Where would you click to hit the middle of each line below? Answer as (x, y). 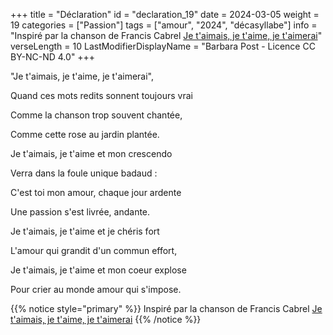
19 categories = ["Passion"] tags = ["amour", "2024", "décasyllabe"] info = (164, 25)
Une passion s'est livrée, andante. (80, 212)
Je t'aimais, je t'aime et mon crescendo (91, 153)
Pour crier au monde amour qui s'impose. (96, 289)
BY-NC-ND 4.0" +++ (53, 57)
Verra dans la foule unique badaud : (84, 173)
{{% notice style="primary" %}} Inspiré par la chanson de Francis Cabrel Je (166, 308)
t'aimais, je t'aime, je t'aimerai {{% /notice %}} (106, 319)
